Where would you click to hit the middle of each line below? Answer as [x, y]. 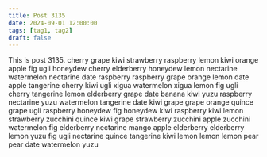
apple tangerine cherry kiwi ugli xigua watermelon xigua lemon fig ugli [123, 86]
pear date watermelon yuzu [53, 144]
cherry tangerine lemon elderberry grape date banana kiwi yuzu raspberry [130, 94]
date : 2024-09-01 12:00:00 [53, 23]
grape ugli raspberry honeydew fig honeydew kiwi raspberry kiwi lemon [126, 111]
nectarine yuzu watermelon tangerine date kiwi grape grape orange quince [131, 102]
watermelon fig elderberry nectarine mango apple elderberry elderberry [126, 128]
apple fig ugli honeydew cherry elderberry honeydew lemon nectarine [123, 69]
